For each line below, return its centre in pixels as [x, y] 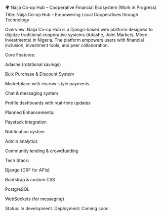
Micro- [142, 35]
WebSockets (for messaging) [35, 199]
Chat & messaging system [32, 93]
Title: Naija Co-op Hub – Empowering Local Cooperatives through [72, 15]
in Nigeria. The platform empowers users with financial [88, 40]
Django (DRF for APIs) [28, 170]
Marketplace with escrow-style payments [47, 83]
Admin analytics [21, 141]
